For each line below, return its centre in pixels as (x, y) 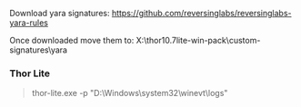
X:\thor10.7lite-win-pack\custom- (198, 40)
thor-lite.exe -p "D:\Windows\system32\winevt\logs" (130, 93)
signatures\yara (39, 50)
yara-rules (29, 23)
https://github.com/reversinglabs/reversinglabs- (201, 13)
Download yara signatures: (60, 13)
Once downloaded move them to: (72, 40)
